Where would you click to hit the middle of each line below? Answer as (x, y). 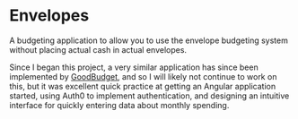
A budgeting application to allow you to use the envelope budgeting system (149, 40)
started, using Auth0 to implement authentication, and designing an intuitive (149, 96)
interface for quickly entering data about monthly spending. (119, 105)
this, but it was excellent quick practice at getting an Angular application (143, 86)
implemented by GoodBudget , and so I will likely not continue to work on (143, 76)
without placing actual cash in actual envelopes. (98, 49)
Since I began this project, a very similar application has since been (134, 67)
